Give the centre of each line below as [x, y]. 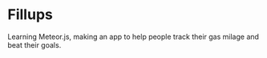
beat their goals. [34, 44]
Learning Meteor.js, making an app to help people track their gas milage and [133, 37]
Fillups [30, 15]
